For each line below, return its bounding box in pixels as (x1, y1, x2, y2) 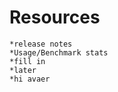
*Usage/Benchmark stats (9, 47, 109, 58)
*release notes (9, 39, 73, 49)
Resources (9, 6, 101, 29)
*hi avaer (9, 74, 51, 84)
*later (9, 65, 37, 75)
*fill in (9, 56, 46, 66)
